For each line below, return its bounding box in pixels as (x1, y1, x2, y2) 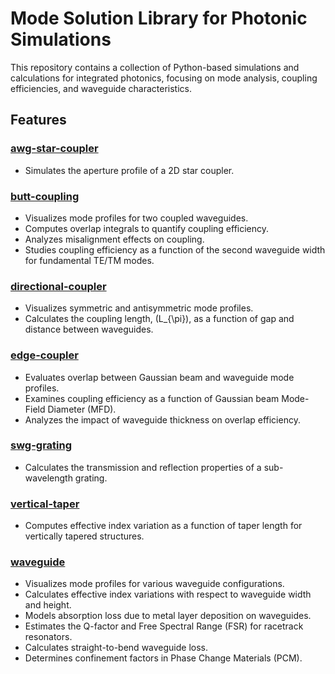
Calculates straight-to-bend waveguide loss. (24, 642, 209, 654)
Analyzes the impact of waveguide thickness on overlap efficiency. (24, 413, 301, 426)
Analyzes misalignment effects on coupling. (24, 233, 205, 245)
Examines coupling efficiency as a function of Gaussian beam (24, 392, 280, 404)
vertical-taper (10, 497, 80, 511)
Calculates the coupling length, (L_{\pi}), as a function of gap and (24, 313, 295, 325)
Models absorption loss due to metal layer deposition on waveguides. (24, 610, 312, 622)
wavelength (24, 472, 73, 484)
